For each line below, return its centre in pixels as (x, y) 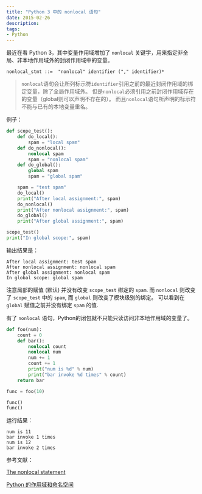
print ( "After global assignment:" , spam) (70, 221)
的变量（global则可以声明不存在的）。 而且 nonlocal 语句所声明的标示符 (109, 99)
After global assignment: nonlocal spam (58, 272)
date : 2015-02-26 (28, 18)
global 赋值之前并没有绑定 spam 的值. (52, 305)
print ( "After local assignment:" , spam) (69, 198)
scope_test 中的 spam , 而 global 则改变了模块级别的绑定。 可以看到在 (99, 297)
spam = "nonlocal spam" (58, 159)
